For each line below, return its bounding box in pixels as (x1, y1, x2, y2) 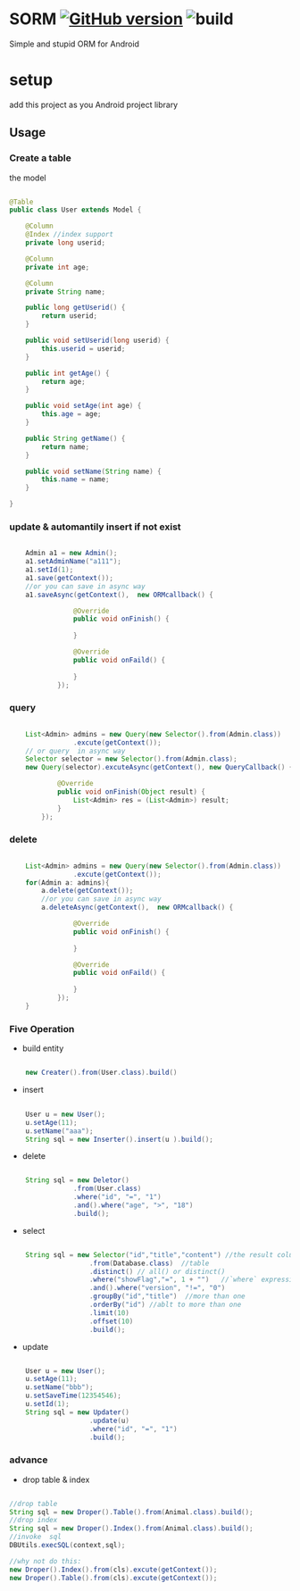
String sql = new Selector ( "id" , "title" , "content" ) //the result (25, 1250, 274, 1259)
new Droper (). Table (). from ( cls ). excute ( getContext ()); (9, 1573, 218, 1582)
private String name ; (25, 287, 105, 296)
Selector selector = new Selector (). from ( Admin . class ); (25, 754, 238, 763)
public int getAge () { (25, 369, 110, 378)
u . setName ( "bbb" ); (25, 1383, 94, 1392)
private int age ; (25, 262, 90, 271)
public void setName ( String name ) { (25, 467, 162, 476)
